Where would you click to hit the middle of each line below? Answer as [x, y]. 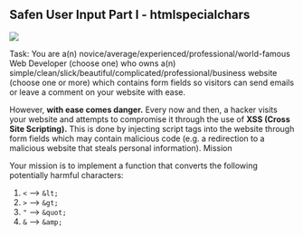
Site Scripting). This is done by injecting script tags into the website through [152, 128]
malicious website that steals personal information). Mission [121, 147]
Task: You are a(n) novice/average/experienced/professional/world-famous [150, 53]
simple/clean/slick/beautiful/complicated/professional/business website [143, 72]
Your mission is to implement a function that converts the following [133, 165]
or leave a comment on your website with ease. [98, 92]
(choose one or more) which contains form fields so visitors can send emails [152, 82]
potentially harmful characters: [66, 175]
